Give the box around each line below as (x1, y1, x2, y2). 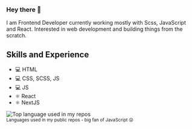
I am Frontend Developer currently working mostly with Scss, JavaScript (6, 19, 186, 27)
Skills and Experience (6, 49, 89, 60)
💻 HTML (14, 66, 38, 73)
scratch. (6, 32, 27, 39)
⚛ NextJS (14, 99, 40, 106)
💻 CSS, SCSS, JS (14, 75, 60, 82)
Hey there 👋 (6, 5, 41, 14)
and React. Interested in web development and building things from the (6, 25, 183, 33)
